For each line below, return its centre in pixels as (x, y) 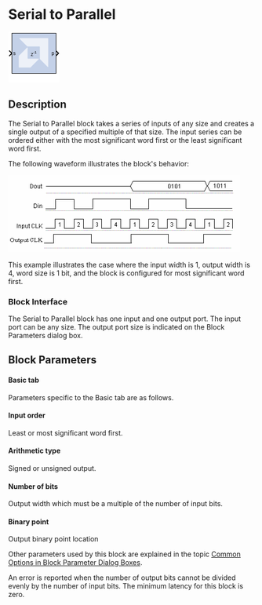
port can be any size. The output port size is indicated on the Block (116, 327)
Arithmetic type (35, 451)
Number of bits (33, 486)
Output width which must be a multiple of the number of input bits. (116, 504)
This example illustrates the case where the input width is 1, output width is (129, 264)
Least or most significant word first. (65, 432)
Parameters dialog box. (46, 336)
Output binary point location (53, 539)
